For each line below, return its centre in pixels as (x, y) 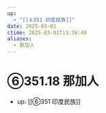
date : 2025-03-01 (32, 26)
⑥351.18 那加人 (53, 81)
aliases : (19, 39)
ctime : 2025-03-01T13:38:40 (47, 33)
